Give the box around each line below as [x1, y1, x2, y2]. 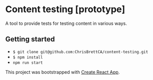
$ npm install [12, 55, 43, 60]
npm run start [12, 60, 43, 65]
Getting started [5, 35, 55, 44]
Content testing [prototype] [5, 4, 125, 15]
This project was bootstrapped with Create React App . [5, 69, 120, 75]
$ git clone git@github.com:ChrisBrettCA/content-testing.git [12, 49, 148, 54]
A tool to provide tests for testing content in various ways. [5, 20, 127, 26]
